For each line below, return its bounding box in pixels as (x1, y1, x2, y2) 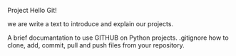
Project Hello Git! (7, 6, 57, 14)
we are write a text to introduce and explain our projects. (7, 20, 173, 28)
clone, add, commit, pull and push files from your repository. (7, 41, 185, 49)
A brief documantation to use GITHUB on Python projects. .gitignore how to (7, 33, 230, 42)
